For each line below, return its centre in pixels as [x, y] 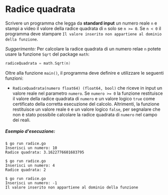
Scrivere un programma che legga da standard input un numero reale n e [81, 23]
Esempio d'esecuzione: [30, 131]
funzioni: [14, 78]
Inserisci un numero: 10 [31, 148]
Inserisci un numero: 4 [30, 165]
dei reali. [21, 120]
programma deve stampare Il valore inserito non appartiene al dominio [83, 34]
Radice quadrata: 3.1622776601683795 [45, 152]
